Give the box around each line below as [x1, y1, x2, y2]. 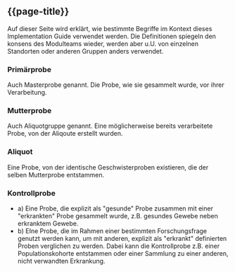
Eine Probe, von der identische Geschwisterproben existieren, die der [7, 162, 209, 172]
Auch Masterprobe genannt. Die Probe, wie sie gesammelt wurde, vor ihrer [7, 81, 224, 89]
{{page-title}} [7, 6, 70, 18]
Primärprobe [7, 64, 51, 74]
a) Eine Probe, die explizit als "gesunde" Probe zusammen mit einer [17, 204, 213, 213]
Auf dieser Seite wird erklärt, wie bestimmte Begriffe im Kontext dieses [7, 24, 212, 32]
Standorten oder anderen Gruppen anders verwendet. [7, 47, 164, 55]
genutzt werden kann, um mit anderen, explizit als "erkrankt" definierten [17, 235, 227, 242]
